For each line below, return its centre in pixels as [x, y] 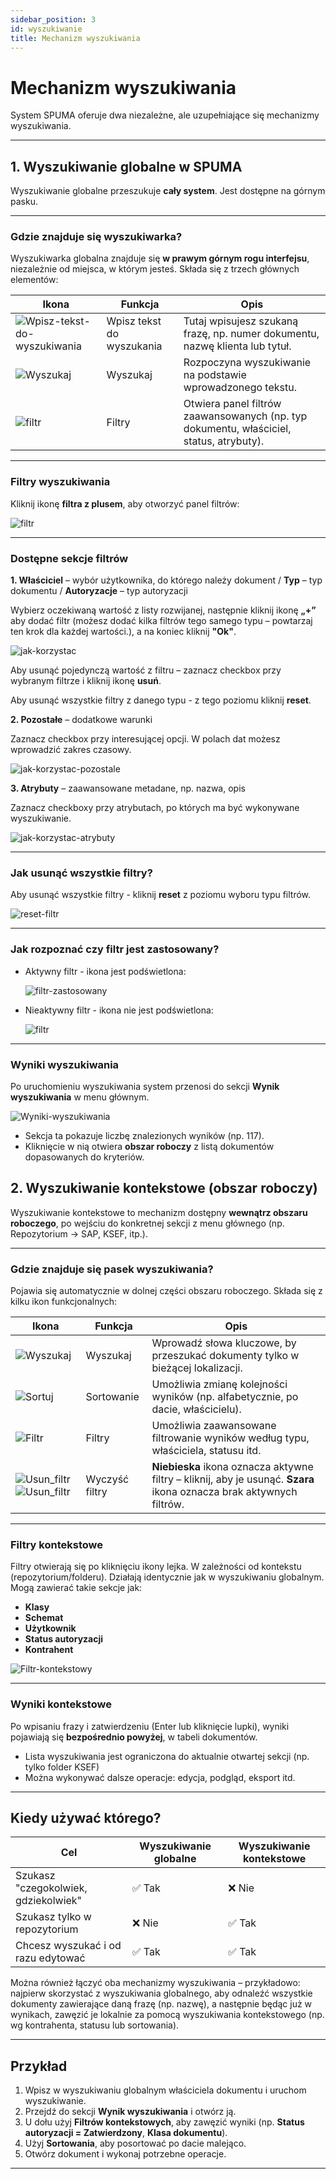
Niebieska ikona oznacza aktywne [232, 1467]
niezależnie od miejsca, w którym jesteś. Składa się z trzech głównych [155, 269]
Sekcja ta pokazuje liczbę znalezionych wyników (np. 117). [144, 1135]
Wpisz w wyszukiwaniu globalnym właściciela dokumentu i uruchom [165, 2090]
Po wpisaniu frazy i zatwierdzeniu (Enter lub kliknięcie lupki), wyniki [150, 1726]
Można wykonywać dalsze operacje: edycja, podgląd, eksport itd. [160, 1777]
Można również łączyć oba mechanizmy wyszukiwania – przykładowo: [155, 1983]
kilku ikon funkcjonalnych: [64, 1302]
